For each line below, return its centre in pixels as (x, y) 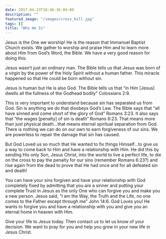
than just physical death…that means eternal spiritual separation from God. (82, 124)
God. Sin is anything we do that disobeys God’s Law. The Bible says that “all (83, 108)
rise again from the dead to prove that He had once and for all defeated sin (81, 165)
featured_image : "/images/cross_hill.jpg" (50, 19)
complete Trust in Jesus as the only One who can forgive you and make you (83, 191)
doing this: (16, 58)
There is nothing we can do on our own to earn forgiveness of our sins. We (82, 129)
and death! (16, 171)
